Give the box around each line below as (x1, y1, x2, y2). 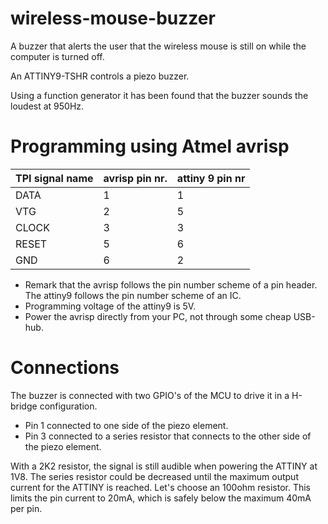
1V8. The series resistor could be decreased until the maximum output (10, 470, 299, 482)
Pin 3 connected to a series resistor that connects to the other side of (24, 430, 312, 442)
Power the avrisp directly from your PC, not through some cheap (24, 310, 292, 322)
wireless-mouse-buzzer (10, 7, 216, 30)
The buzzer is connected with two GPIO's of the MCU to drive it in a (10, 389, 290, 401)
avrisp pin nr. (103, 171, 168, 185)
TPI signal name (15, 171, 94, 185)
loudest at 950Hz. (10, 100, 85, 112)
